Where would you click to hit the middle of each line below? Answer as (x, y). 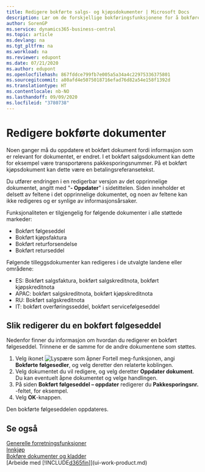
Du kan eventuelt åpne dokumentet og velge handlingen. (86, 378)
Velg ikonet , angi (95, 358)
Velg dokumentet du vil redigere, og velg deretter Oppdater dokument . (104, 372)
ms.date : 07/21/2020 (33, 63)
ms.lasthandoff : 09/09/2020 (42, 97)
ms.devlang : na (26, 40)
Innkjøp (16, 450)
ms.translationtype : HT (37, 86)
